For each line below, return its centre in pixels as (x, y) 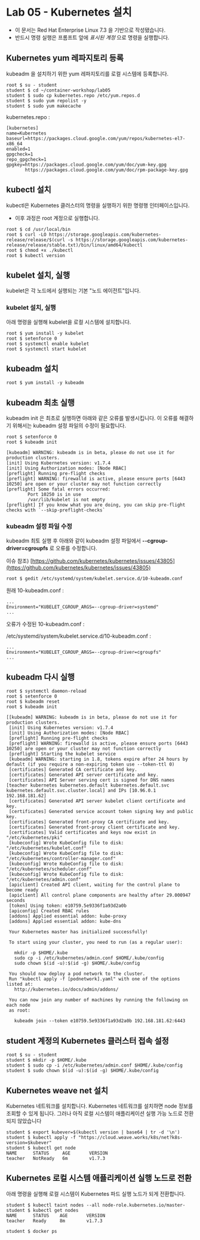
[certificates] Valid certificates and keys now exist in (82, 833)
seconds (16, 901)
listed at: (20, 985)
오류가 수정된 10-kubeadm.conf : (45, 624)
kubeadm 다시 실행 (41, 677)
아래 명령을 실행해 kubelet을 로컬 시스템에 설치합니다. (69, 322)
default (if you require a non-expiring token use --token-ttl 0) (90, 764)
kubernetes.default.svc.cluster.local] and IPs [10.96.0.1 (81, 791)
